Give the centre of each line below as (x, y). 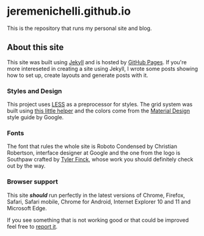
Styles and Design (35, 91)
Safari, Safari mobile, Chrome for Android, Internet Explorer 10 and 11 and (99, 201)
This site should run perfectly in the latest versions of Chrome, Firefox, (96, 195)
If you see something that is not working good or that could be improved (98, 220)
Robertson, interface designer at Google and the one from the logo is (94, 153)
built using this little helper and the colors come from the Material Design (98, 111)
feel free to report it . (32, 226)
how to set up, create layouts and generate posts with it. (78, 75)
